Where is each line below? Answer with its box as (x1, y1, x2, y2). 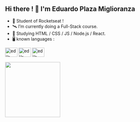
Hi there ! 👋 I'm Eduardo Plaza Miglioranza (5, 5, 136, 13)
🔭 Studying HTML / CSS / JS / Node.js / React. (12, 30, 106, 36)
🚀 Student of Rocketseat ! (12, 18, 64, 24)
